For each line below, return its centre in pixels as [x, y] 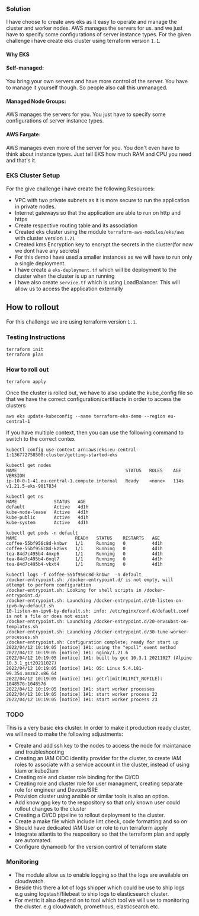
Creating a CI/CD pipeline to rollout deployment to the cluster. [90, 815]
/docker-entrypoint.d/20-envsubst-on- [142, 622]
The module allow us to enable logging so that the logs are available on [101, 875]
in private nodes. [35, 206]
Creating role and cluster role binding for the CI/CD [77, 777]
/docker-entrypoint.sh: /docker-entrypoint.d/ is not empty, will [90, 580]
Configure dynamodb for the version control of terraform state [91, 846]
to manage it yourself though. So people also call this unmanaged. [87, 87]
